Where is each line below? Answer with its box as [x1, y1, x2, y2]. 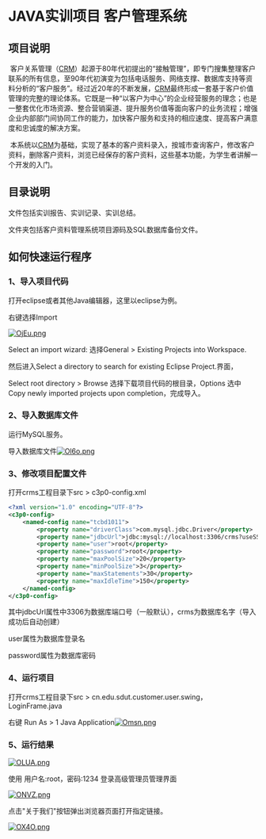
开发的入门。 [14, 160, 57, 169]
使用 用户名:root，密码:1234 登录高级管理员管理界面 [8, 774, 177, 783]
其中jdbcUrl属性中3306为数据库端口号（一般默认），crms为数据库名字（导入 [8, 607, 256, 617]
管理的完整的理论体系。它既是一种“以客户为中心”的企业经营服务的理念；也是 [8, 94, 257, 103]
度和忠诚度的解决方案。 [8, 124, 85, 132]
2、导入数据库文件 [8, 410, 79, 421]
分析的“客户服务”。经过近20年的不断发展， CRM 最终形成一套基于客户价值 [14, 84, 254, 93]
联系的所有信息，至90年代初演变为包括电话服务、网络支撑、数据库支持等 [8, 74, 246, 83]
